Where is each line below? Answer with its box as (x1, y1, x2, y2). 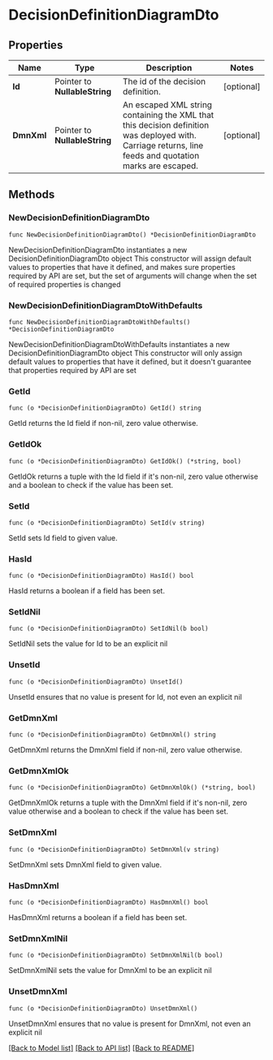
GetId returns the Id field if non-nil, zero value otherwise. (8, 419, 199, 428)
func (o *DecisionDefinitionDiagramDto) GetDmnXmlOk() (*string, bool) (8, 784, 256, 792)
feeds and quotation (122, 150, 200, 161)
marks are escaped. (122, 160, 199, 172)
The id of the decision (122, 76, 206, 87)
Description (145, 63, 193, 73)
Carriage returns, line (122, 140, 204, 151)
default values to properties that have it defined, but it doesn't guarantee (8, 356, 252, 367)
